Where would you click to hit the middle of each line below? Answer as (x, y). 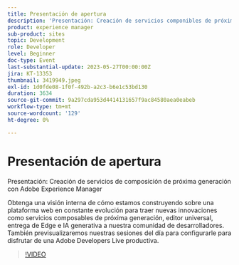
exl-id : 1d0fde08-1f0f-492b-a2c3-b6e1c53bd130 (78, 87)
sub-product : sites (36, 34)
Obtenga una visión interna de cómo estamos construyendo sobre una (111, 202)
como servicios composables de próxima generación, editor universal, (110, 217)
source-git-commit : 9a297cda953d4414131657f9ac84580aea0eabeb (101, 100)
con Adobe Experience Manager (55, 189)
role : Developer (31, 47)
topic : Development (36, 41)
